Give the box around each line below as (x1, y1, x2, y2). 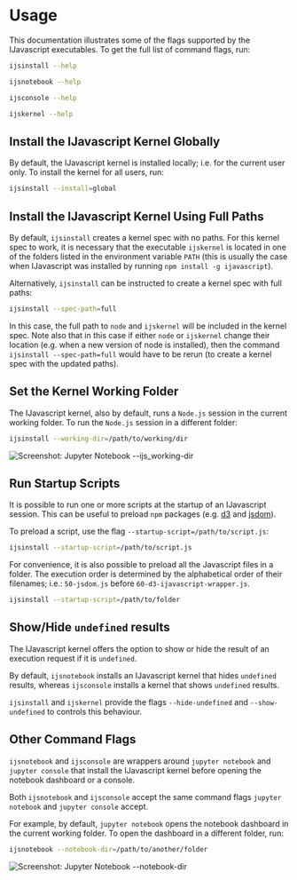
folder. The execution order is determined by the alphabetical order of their (9, 569, 283, 580)
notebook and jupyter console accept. (9, 801, 149, 812)
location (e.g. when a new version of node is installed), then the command (9, 339, 280, 350)
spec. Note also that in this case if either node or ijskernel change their (9, 329, 270, 340)
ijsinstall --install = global (9, 184, 117, 194)
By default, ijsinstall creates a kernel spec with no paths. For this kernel (9, 232, 280, 242)
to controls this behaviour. (47, 706, 143, 717)
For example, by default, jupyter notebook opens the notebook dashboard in (9, 818, 289, 828)
